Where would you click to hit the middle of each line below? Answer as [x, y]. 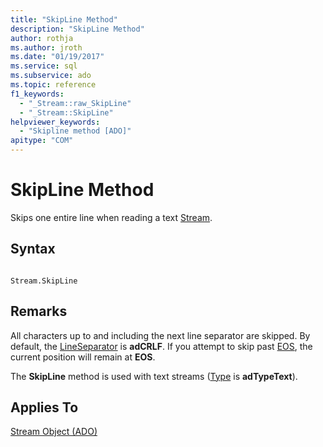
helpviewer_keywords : [55, 122]
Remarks [39, 311]
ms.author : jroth [46, 47]
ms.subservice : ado [51, 76]
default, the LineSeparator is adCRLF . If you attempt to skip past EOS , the [161, 346]
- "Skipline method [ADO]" [75, 131]
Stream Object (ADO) [54, 432]
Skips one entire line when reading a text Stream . [111, 217]
